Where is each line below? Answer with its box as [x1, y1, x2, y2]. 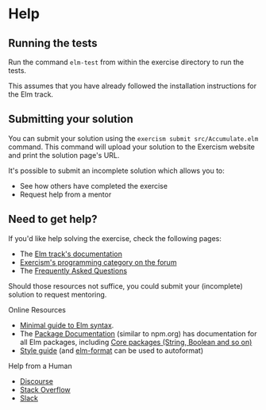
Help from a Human [8, 361, 73, 370]
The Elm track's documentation [19, 249, 123, 259]
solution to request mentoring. [8, 289, 107, 299]
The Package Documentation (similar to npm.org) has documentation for [19, 328, 257, 338]
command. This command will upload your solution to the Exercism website [8, 142, 256, 151]
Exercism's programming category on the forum [19, 257, 177, 266]
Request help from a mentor [19, 190, 112, 199]
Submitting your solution [8, 113, 133, 126]
